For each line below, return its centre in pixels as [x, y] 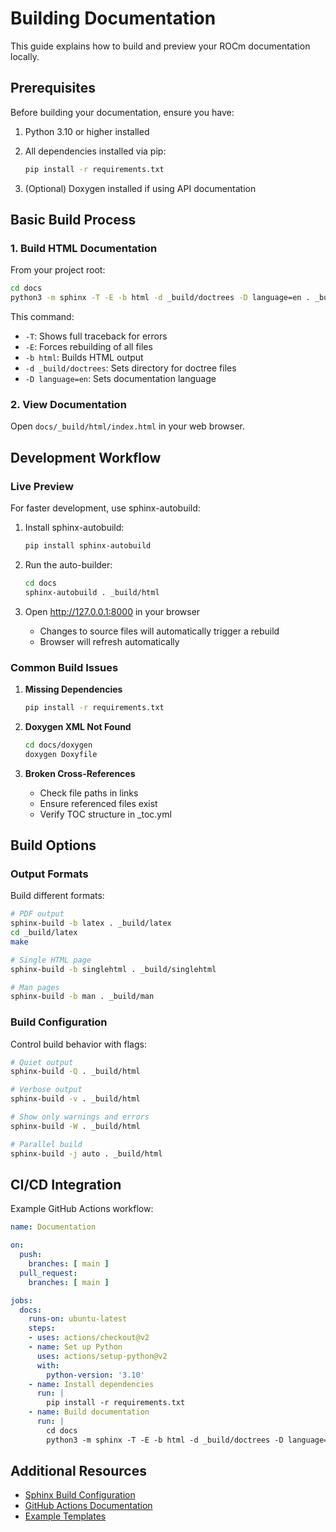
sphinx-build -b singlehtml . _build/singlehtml [113, 969]
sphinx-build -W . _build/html [75, 1126]
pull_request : [48, 1273]
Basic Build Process [73, 220]
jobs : [21, 1300]
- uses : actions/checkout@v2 [89, 1338]
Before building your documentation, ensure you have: [122, 112]
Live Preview [42, 486]
